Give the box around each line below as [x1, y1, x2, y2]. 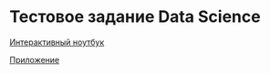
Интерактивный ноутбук [9, 37, 105, 48]
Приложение [9, 54, 60, 65]
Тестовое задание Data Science [9, 6, 262, 27]
